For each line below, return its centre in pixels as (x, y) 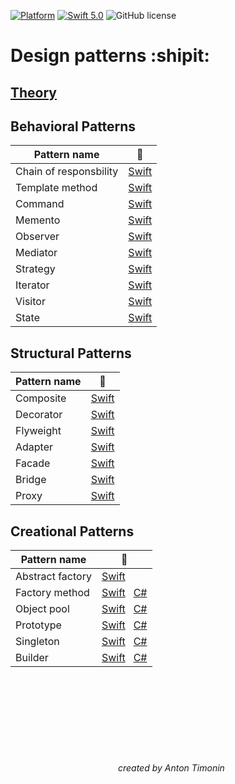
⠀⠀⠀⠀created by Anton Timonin (158, 768)
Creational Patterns (72, 531)
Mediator (36, 253)
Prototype (38, 625)
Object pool (42, 609)
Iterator (32, 285)
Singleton (37, 642)
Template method (56, 188)
